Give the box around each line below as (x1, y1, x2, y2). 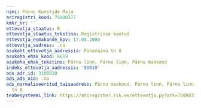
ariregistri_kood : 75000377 (6, 14, 77, 20)
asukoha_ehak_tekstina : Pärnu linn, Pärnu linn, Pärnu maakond (6, 59, 167, 65)
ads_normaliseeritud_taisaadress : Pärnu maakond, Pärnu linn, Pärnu (6, 82, 181, 88)
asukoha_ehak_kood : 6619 (6, 53, 68, 59)
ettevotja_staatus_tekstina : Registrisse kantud (6, 31, 130, 37)
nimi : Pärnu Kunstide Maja (6, 8, 74, 15)
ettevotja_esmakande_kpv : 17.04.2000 (6, 37, 100, 43)
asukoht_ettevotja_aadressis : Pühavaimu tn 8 (6, 48, 121, 54)
